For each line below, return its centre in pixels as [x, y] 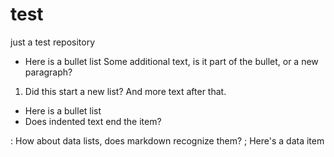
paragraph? [48, 72]
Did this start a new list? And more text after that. [125, 91]
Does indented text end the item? [93, 121]
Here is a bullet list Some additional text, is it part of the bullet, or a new [171, 61]
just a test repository [53, 42]
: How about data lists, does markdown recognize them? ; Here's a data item [167, 140]
